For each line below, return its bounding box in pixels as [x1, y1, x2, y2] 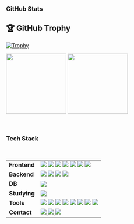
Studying [9, 189, 35, 198]
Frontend [9, 161, 35, 169]
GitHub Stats [6, 5, 43, 13]
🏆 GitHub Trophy [6, 23, 71, 33]
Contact [9, 208, 32, 216]
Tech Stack [6, 134, 39, 142]
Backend [9, 170, 34, 178]
